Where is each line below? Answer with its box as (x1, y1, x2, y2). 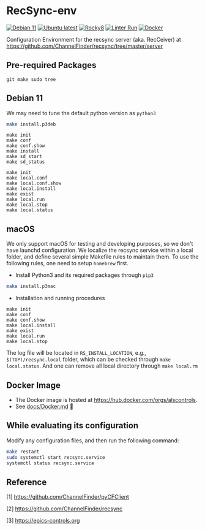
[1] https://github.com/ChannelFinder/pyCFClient (6, 493, 130, 501)
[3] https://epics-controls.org (6, 517, 80, 524)
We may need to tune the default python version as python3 (6, 109, 156, 116)
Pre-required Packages (6, 60, 97, 70)
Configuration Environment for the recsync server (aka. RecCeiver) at (6, 36, 182, 43)
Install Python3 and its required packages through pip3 (15, 271, 154, 279)
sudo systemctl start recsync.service (6, 454, 105, 460)
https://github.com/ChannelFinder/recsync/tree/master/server (6, 42, 163, 50)
